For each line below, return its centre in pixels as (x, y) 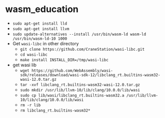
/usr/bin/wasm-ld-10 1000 (40, 39)
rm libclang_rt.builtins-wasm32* (55, 110)
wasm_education (42, 9)
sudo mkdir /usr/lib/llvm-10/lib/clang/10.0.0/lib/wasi (80, 90)
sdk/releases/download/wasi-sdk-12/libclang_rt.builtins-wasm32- (90, 75)
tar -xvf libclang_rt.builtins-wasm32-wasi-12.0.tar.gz (80, 85)
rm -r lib (31, 105)
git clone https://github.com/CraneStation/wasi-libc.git (82, 49)
